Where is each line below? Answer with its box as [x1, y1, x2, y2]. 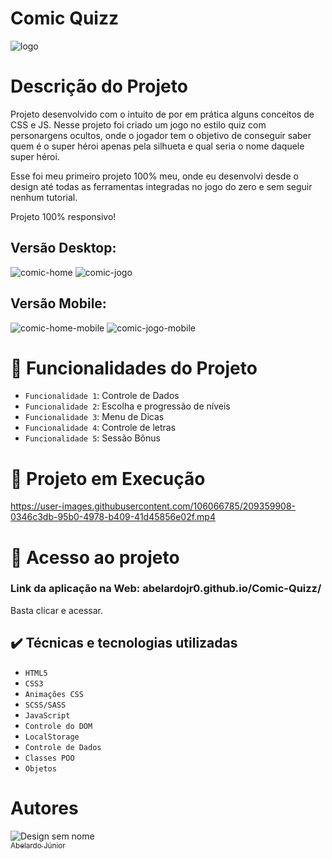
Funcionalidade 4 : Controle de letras [24, 422, 177, 434]
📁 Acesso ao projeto [10, 546, 180, 569]
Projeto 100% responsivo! [10, 210, 117, 222]
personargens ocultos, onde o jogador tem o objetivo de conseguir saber [10, 129, 312, 141]
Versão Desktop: [10, 240, 117, 257]
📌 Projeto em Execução [10, 467, 206, 490]
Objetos [24, 763, 57, 774]
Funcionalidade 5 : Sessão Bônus [24, 432, 161, 444]
